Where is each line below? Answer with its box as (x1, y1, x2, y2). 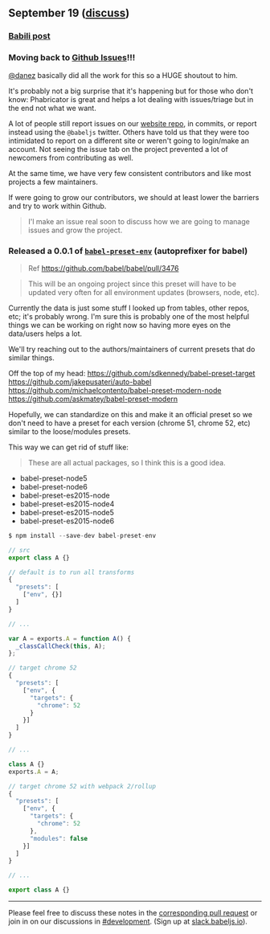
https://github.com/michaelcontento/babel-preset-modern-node (8, 385, 222, 395)
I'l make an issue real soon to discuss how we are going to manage (27, 216, 251, 226)
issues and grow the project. (27, 225, 123, 235)
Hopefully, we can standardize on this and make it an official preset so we (8, 409, 253, 419)
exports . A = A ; (8, 768, 59, 776)
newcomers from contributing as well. (8, 153, 134, 162)
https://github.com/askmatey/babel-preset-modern (8, 394, 178, 404)
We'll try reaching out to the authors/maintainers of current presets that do (8, 344, 256, 354)
